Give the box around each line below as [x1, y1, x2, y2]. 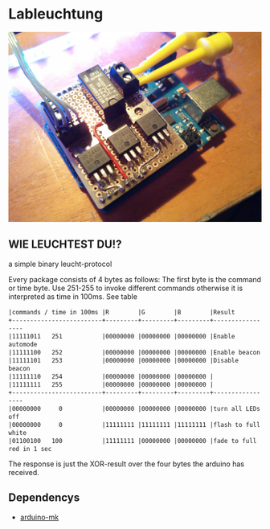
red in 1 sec [8, 445, 52, 453]
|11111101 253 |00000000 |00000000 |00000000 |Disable [8, 356, 239, 364]
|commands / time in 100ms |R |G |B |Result [8, 308, 235, 316]
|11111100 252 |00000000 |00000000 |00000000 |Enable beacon [8, 348, 261, 356]
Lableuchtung [8, 5, 104, 23]
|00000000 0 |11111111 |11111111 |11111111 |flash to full [8, 420, 261, 429]
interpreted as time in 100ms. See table [8, 291, 138, 301]
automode [8, 340, 38, 348]
